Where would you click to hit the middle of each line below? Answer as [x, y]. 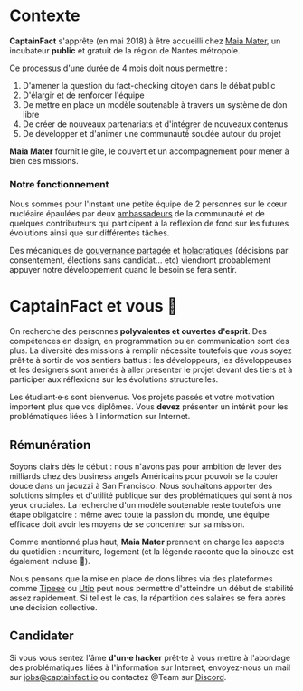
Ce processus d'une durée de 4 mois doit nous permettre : [118, 68]
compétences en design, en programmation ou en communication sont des [149, 341]
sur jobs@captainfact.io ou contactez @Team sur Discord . [118, 677]
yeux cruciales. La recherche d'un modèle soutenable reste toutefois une [146, 504]
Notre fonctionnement [59, 184]
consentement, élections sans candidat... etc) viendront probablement [140, 260]
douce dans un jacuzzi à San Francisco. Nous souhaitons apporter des [141, 485]
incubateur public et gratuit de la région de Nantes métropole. [125, 50]
